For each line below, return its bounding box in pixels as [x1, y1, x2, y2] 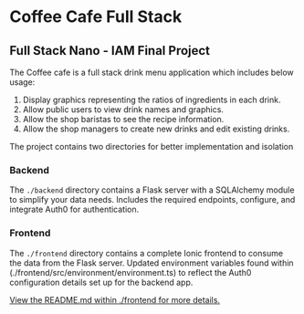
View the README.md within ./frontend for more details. [9, 294, 221, 305]
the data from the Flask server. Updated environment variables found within [9, 257, 294, 268]
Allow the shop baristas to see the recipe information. [22, 114, 225, 124]
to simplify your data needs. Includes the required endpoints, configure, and [9, 194, 296, 205]
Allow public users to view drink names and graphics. [22, 104, 224, 115]
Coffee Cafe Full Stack [9, 6, 183, 27]
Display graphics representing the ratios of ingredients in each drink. [22, 94, 281, 105]
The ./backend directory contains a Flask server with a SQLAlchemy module [9, 184, 295, 195]
